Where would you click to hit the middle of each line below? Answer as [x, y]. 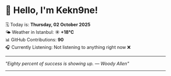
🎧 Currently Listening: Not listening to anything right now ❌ [68, 47]
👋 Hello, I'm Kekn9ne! [52, 10]
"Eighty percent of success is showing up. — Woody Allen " [67, 63]
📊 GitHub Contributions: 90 [35, 39]
